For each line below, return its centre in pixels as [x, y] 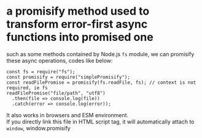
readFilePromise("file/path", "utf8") [56, 93]
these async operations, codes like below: [60, 60]
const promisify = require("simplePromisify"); [68, 77]
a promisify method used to [78, 11]
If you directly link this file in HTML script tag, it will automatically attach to [100, 122]
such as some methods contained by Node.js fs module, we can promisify [100, 54]
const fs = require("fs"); [41, 71]
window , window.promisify [38, 128]
